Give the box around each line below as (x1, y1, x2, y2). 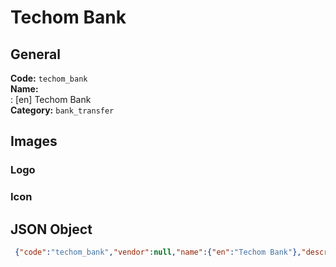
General (10, 46, 62, 63)
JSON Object (10, 221, 93, 238)
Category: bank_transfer (10, 104, 115, 116)
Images (10, 133, 58, 150)
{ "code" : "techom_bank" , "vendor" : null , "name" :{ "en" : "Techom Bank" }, (14, 247, 302, 258)
